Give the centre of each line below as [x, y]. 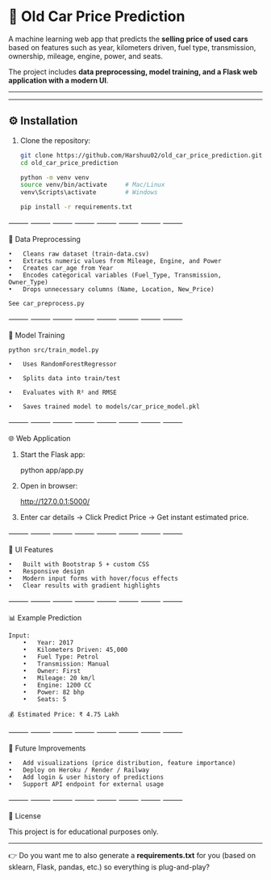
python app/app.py [52, 470]
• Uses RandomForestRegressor [63, 364]
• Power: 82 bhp [54, 692]
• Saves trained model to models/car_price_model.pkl [104, 407]
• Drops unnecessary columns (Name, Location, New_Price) [112, 290]
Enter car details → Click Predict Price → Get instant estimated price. [134, 517]
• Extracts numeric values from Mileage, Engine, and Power [115, 261]
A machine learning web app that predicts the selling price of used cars [128, 39]
